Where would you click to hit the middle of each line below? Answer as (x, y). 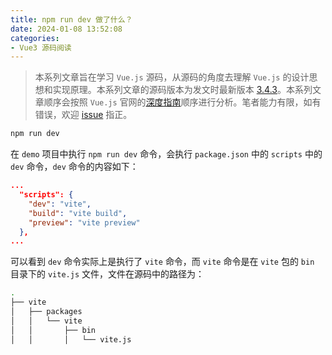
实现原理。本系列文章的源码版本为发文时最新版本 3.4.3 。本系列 (182, 90)
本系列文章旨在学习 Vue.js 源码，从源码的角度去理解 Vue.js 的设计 (172, 77)
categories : (35, 38)
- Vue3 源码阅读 (41, 47)
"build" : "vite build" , (78, 213)
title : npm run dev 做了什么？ (71, 19)
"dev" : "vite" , (60, 204)
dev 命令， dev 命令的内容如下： (74, 167)
